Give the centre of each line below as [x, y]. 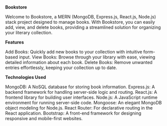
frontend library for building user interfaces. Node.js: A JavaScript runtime [82, 97]
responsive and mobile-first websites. [44, 118]
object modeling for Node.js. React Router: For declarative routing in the [79, 108]
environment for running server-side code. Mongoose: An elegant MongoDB [83, 103]
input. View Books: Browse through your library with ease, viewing [87, 57]
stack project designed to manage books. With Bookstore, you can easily [80, 22]
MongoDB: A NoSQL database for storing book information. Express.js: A [80, 87]
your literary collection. [29, 32]
